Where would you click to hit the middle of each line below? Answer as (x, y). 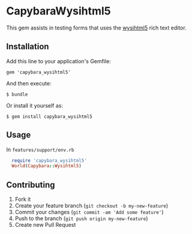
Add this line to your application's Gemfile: (58, 61)
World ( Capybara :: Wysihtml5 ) (47, 166)
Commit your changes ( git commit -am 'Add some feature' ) (89, 212)
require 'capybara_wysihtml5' (49, 161)
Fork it (23, 199)
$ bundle (17, 94)
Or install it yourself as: (34, 105)
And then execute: (29, 83)
